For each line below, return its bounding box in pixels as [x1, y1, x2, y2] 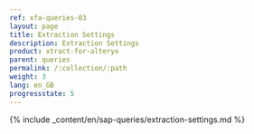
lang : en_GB [9, 81, 54, 90]
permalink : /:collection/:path [9, 64, 127, 73]
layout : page [9, 22, 59, 31]
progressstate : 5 [9, 89, 75, 98]
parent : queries [9, 55, 71, 64]
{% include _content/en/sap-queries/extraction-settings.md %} [9, 114, 246, 125]
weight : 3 [9, 72, 47, 81]
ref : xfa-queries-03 [9, 13, 88, 23]
